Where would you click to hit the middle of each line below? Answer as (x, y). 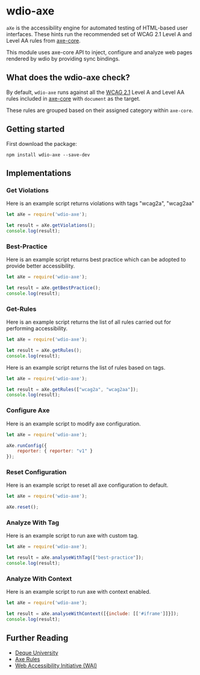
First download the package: (42, 143)
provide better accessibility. (41, 266)
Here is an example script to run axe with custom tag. (72, 536)
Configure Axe (28, 410)
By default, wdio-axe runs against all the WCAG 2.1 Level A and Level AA (95, 92)
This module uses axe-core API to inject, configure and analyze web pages (99, 52)
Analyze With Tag (33, 523)
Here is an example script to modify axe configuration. (74, 424)
